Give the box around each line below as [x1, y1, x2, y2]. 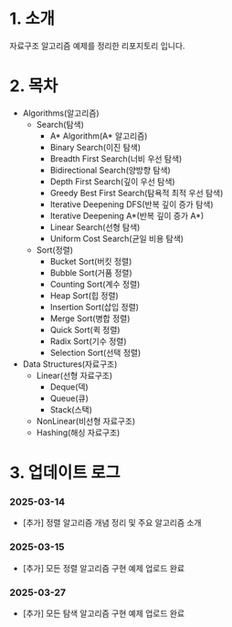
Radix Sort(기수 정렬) [49, 335, 127, 347]
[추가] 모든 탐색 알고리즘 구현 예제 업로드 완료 [22, 608, 185, 619]
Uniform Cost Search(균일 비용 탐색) [49, 233, 185, 244]
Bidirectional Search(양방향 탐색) [49, 164, 171, 175]
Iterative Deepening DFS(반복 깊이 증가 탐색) [49, 198, 214, 210]
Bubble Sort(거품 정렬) [49, 266, 132, 278]
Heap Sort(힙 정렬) [49, 289, 119, 301]
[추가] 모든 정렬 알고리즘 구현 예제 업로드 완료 [22, 562, 185, 573]
